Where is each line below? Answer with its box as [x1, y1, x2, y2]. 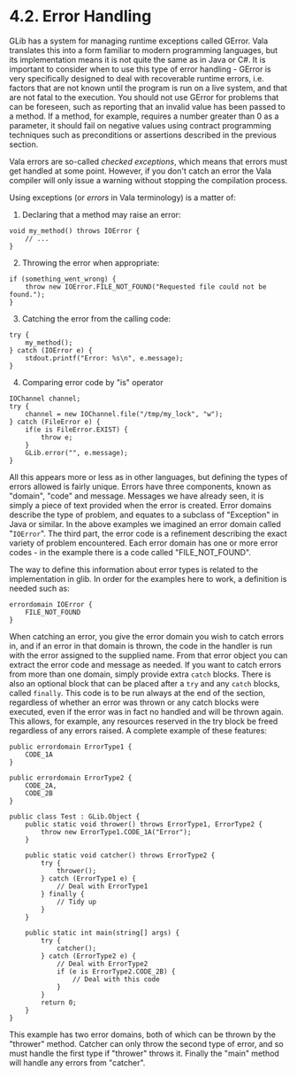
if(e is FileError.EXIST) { [25, 425, 128, 434]
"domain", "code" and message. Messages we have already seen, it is [9, 490, 264, 501]
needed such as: [9, 583, 71, 593]
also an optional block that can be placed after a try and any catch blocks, [9, 678, 280, 688]
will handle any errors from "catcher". [9, 1057, 146, 1068]
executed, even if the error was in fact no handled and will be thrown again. [9, 706, 285, 717]
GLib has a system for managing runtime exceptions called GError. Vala [9, 35, 269, 46]
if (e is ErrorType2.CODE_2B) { [56, 967, 176, 976]
